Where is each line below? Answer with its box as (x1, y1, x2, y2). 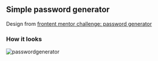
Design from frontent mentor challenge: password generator (6, 20, 152, 27)
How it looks (6, 35, 42, 43)
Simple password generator (6, 5, 110, 15)
